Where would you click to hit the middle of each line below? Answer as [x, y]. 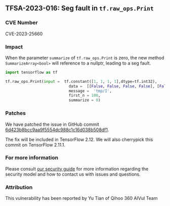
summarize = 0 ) [84, 100]
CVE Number [22, 23]
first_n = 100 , [84, 95]
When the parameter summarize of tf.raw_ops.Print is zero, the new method [85, 58]
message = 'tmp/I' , [90, 91]
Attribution [19, 187]
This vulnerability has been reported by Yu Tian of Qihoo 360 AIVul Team [81, 198]
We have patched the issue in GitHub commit [52, 124]
